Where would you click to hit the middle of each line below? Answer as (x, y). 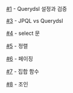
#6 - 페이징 (20, 58)
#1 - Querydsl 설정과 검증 (37, 9)
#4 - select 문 (23, 33)
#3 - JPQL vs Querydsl (35, 21)
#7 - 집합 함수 (23, 71)
